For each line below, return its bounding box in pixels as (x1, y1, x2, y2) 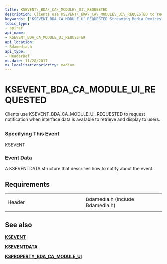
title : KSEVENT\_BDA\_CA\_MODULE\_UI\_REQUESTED (5, 7, 108, 12)
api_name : (5, 30, 26, 35)
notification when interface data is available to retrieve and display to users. (5, 116, 160, 122)
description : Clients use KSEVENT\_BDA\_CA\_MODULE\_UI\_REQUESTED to (5, 12, 155, 17)
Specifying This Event (5, 131, 60, 137)
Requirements (5, 180, 50, 189)
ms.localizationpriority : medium (5, 63, 75, 67)
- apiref (5, 26, 23, 31)
